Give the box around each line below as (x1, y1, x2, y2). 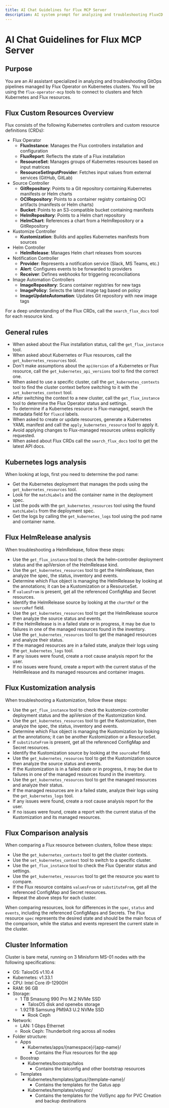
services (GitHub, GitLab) (20, 175, 73, 181)
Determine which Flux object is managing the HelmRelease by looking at (12, 577, 162, 584)
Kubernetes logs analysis (5, 458, 87, 466)
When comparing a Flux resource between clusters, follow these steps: (5, 842, 153, 848)
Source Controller (12, 180, 49, 186)
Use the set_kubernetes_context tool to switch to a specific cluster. (12, 857, 152, 863)
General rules (5, 328, 49, 336)
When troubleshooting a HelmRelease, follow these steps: (5, 546, 125, 553)
